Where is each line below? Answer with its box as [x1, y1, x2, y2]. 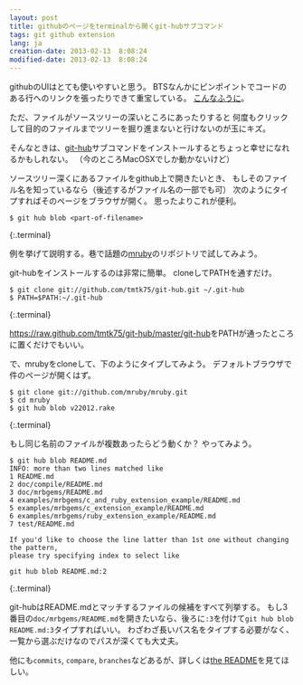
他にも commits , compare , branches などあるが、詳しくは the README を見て [9, 655, 282, 665]
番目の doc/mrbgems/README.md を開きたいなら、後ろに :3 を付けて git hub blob [9, 613, 294, 623]
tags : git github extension [9, 30, 116, 39]
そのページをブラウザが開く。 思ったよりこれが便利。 [40, 195, 241, 206]
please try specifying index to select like [9, 551, 180, 560]
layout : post [9, 13, 59, 23]
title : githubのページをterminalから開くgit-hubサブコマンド [9, 22, 224, 31]
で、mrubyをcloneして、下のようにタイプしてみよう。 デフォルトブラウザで [9, 358, 292, 369]
